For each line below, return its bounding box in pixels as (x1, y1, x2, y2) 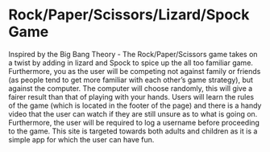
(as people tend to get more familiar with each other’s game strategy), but (8, 75, 254, 84)
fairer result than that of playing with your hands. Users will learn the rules (8, 92, 255, 101)
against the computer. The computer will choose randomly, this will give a (8, 83, 253, 93)
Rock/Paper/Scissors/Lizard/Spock (8, 6, 250, 24)
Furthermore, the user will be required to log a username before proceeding (8, 117, 260, 127)
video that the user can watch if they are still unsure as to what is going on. (8, 109, 258, 118)
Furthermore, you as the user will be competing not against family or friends (8, 66, 261, 76)
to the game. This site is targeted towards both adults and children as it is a (8, 126, 258, 136)
